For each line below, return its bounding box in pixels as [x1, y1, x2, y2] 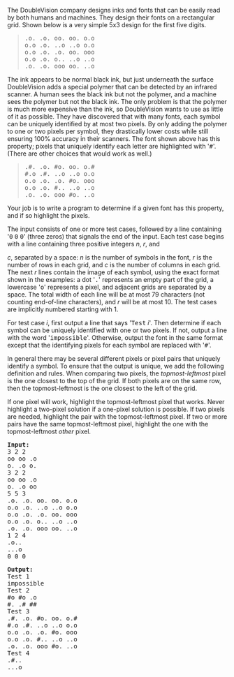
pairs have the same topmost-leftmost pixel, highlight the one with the [7, 420, 209, 428]
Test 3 [7, 607, 30, 615]
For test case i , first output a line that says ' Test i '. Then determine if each [7, 319, 221, 327]
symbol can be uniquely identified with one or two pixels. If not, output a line [7, 326, 227, 334]
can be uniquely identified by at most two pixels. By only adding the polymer [7, 120, 228, 128]
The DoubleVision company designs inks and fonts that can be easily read [7, 6, 221, 14]
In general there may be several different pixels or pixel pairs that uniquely [7, 355, 221, 362]
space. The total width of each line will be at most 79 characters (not [7, 290, 205, 299]
